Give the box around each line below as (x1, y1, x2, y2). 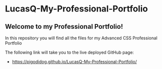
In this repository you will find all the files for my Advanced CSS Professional (5, 35, 158, 41)
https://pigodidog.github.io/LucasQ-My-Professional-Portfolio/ (12, 59, 137, 64)
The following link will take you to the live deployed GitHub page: (5, 49, 134, 55)
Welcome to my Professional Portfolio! (5, 23, 123, 31)
